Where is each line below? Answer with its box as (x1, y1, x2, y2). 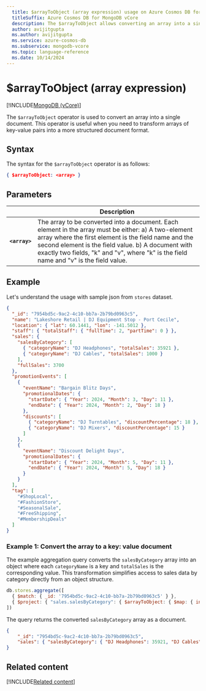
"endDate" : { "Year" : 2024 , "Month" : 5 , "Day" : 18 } (28, 465, 166, 471)
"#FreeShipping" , (17, 511, 62, 517)
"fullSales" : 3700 (17, 362, 64, 368)
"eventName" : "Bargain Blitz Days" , (22, 385, 116, 392)
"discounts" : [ (22, 414, 62, 420)
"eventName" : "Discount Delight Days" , (22, 447, 124, 454)
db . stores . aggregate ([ (6, 587, 64, 594)
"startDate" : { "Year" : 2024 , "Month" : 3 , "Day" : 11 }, (28, 396, 174, 403)
